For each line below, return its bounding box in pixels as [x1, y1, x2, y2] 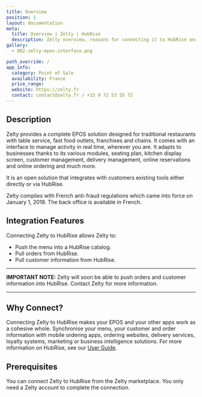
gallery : [6, 43, 28, 49]
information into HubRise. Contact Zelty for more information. [6, 280, 158, 287]
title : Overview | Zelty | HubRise [11, 31, 101, 37]
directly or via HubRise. [6, 180, 64, 187]
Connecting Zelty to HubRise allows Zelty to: [6, 232, 117, 239]
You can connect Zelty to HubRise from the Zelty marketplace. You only [6, 378, 184, 385]
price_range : [11, 81, 44, 87]
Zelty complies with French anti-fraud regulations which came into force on [6, 192, 193, 199]
